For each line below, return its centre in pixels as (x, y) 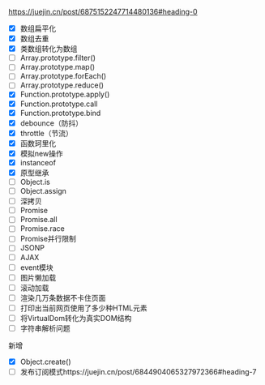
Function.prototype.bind (60, 113)
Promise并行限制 (48, 239)
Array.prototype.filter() (58, 58)
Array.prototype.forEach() (63, 76)
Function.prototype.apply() (65, 94)
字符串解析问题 (45, 328)
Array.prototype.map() (58, 67)
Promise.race (42, 229)
